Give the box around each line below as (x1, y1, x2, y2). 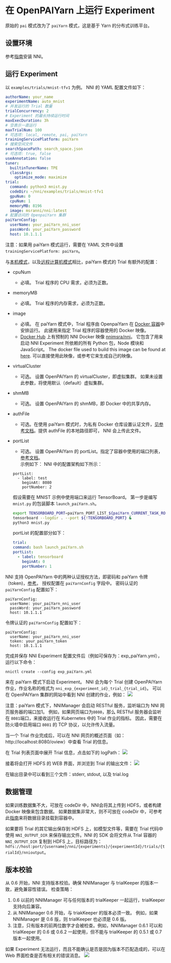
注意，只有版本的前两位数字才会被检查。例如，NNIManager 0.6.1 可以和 (12, 923, 163, 929)
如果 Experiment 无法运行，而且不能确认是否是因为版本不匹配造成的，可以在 (5, 946, 165, 952)
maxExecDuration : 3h (5, 118, 49, 123)
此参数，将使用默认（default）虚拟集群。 (20, 380, 107, 386)
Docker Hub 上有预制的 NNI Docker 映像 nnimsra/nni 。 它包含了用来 (20, 333, 163, 339)
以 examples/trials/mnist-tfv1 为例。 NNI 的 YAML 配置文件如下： (5, 84, 146, 90)
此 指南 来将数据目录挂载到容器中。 (5, 815, 77, 821)
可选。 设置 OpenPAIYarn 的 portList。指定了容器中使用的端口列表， (20, 448, 163, 454)
